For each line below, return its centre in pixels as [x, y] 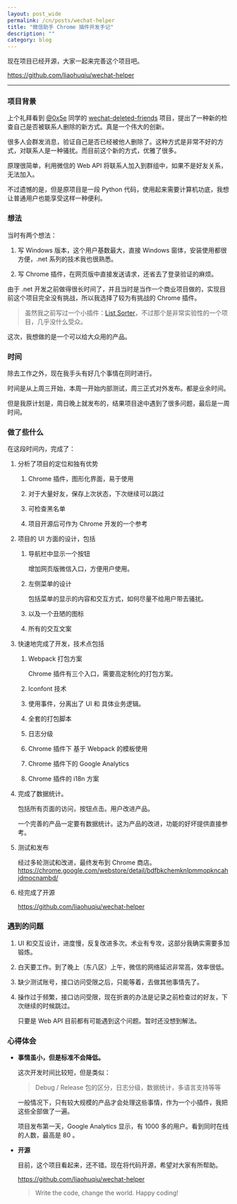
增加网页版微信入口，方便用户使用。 [81, 569]
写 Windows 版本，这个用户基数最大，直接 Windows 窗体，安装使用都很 [122, 250]
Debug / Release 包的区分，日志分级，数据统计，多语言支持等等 [128, 1087]
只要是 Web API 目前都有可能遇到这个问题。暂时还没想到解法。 [109, 1021]
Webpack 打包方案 [55, 659]
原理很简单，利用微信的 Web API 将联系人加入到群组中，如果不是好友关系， [117, 166]
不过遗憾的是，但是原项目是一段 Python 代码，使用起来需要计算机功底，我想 [118, 189]
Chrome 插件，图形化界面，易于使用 [81, 479]
